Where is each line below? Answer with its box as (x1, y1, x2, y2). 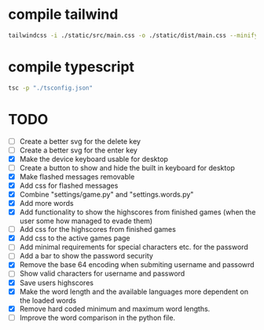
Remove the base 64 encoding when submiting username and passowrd (19, 260, 255, 269)
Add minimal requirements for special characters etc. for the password (19, 242, 249, 252)
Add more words (19, 199, 74, 207)
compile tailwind (8, 5, 119, 24)
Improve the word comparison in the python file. (19, 313, 175, 322)
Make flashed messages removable (19, 171, 135, 181)
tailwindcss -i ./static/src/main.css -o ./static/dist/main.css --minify (8, 31, 258, 39)
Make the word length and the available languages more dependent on (19, 287, 249, 296)
